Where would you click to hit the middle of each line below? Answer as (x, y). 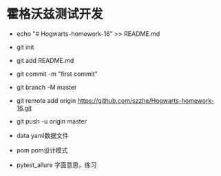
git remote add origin (46, 100)
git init (25, 47)
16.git (24, 108)
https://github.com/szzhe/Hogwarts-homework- (146, 100)
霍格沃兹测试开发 (55, 14)
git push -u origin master (52, 121)
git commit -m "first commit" (57, 74)
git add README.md (45, 60)
